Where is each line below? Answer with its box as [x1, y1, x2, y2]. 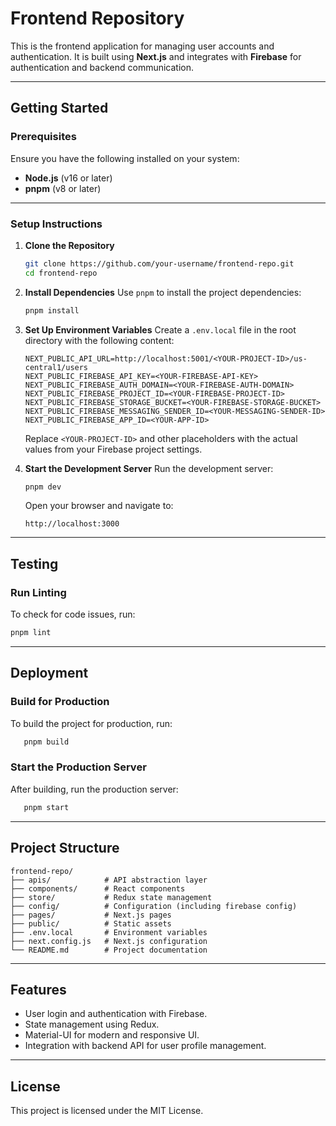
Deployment [10, 665, 89, 682]
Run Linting [10, 585, 67, 599]
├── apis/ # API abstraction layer [10, 875, 208, 885]
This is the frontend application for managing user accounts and [10, 40, 275, 52]
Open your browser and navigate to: [24, 500, 174, 512]
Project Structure [10, 840, 120, 857]
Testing [10, 555, 59, 572]
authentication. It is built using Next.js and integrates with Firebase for [10, 50, 302, 62]
